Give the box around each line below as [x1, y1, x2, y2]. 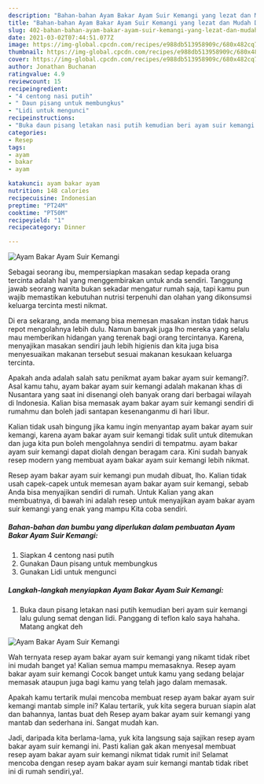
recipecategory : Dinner [8, 224, 86, 232]
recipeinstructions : [8, 114, 76, 122]
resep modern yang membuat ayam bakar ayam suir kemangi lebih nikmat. [8, 455, 250, 465]
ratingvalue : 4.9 [8, 70, 65, 78]
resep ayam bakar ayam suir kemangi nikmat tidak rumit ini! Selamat [8, 750, 229, 760]
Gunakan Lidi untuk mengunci [19, 567, 116, 577]
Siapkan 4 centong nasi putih [19, 551, 115, 560]
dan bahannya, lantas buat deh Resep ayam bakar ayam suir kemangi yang [8, 710, 251, 719]
